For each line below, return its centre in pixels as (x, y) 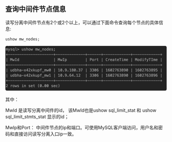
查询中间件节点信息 (36, 9)
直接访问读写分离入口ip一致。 (45, 134)
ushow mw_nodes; (23, 39)
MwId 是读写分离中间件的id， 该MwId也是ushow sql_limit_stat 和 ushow (81, 110)
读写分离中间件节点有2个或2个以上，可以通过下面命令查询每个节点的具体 (82, 22)
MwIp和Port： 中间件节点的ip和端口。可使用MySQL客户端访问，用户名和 (82, 127)
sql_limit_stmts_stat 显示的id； (37, 116)
